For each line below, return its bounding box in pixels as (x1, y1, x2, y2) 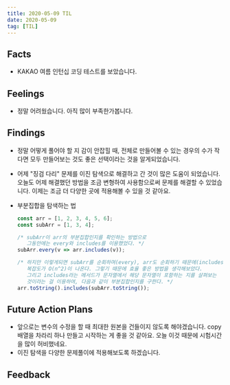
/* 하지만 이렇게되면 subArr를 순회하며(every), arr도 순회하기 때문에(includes (16, 259, 225, 266)
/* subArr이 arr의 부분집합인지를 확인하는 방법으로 (16, 234, 147, 241)
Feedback (7, 368, 51, 380)
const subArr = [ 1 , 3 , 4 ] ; (16, 221, 95, 228)
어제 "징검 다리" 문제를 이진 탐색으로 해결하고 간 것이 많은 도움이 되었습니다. (16, 169, 221, 177)
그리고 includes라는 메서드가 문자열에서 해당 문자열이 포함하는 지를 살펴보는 (26, 272, 217, 278)
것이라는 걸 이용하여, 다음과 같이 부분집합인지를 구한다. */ (26, 278, 174, 285)
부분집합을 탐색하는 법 (16, 201, 77, 210)
